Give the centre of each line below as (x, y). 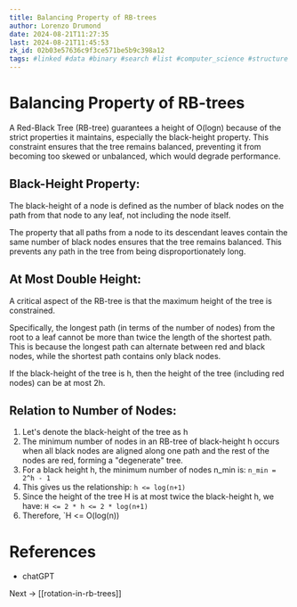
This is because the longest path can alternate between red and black (137, 346)
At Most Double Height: (76, 279)
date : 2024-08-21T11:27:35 (59, 34)
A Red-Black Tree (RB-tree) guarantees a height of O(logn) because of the (145, 127)
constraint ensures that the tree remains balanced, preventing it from (135, 146)
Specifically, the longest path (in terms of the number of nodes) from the (142, 327)
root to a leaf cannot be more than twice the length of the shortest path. (141, 337)
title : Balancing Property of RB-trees (83, 17)
